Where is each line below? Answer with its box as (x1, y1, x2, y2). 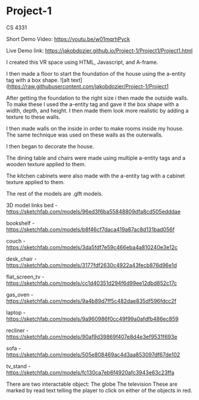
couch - (6, 237, 26, 244)
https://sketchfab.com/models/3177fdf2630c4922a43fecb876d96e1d (6, 261, 177, 269)
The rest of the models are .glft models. (6, 190, 103, 197)
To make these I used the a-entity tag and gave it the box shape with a (6, 100, 179, 108)
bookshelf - (6, 219, 35, 227)
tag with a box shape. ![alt (6, 76, 70, 83)
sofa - (6, 345, 21, 352)
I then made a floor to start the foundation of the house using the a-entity (6, 70, 186, 77)
